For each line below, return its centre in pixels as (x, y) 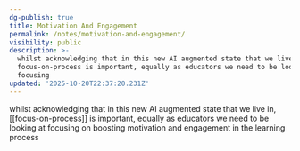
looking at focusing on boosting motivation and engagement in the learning (147, 127)
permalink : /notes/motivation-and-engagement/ (97, 34)
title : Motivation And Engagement (74, 26)
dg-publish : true (42, 17)
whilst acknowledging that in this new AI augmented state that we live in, (143, 108)
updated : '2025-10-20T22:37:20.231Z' (79, 83)
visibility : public (46, 42)
